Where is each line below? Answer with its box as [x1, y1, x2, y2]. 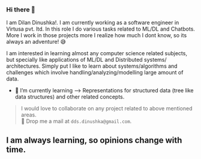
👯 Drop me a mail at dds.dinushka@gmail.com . [20, 118, 132, 125]
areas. [20, 111, 37, 119]
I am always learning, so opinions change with [6, 135, 182, 145]
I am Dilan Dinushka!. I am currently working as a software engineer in [6, 19, 179, 26]
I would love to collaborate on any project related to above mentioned [20, 105, 193, 112]
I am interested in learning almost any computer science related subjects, [6, 50, 188, 57]
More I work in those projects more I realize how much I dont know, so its [6, 32, 187, 39]
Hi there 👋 [6, 5, 36, 14]
